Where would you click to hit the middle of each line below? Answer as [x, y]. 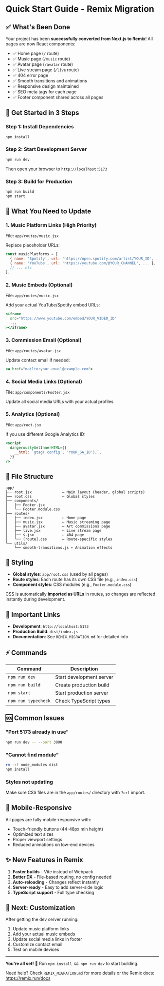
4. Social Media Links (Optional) [44, 382]
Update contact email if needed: [38, 360]
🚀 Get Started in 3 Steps [42, 113]
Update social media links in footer [47, 939]
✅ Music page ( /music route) [41, 59]
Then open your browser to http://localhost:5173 [56, 169]
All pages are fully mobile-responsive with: [48, 819]
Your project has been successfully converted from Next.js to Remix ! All [79, 39]
